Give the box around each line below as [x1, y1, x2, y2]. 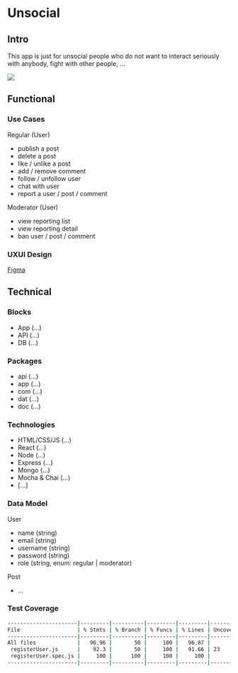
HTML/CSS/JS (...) [17, 436, 72, 444]
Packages [7, 356, 42, 366]
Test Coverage [7, 604, 59, 614]
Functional [7, 93, 55, 105]
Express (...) [17, 459, 53, 467]
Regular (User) [7, 130, 50, 139]
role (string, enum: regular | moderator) [17, 558, 132, 567]
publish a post [17, 144, 59, 153]
